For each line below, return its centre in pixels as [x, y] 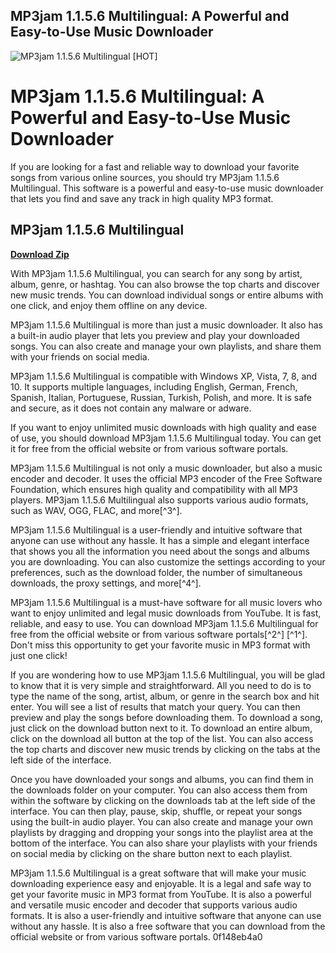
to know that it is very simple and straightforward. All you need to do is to [161, 685]
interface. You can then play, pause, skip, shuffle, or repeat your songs [156, 811]
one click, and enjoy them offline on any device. [109, 305]
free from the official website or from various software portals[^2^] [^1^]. [159, 634]
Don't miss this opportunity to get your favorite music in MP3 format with [160, 645]
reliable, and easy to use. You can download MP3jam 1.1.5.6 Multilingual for [164, 623]
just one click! [39, 655]
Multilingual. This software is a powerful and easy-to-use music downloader [167, 188]
